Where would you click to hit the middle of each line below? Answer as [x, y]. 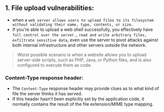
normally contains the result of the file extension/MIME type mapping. [83, 104]
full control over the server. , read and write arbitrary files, [80, 34]
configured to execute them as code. [55, 65]
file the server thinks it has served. [47, 94]
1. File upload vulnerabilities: [50, 8]
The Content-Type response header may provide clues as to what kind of [85, 88]
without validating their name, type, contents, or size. [73, 25]
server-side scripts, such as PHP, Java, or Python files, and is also [84, 60]
